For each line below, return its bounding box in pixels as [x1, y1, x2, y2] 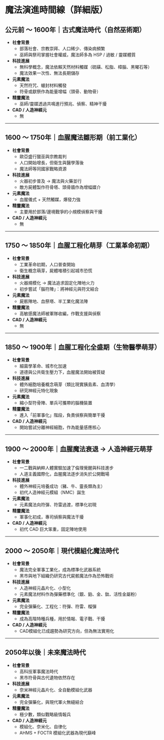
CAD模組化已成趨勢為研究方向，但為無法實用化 [19, 628, 115, 634]
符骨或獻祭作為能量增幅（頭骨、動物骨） [19, 89, 101, 94]
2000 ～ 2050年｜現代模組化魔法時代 [5, 547, 119, 555]
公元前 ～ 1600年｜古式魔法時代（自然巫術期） [5, 26, 145, 34]
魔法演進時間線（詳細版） [5, 4, 108, 16]
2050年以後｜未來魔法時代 [5, 648, 86, 657]
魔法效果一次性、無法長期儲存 [19, 70, 80, 76]
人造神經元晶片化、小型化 [19, 585, 71, 591]
